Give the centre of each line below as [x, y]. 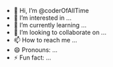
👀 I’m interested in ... [42, 18]
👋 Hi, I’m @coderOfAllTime [51, 11]
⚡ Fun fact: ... [32, 57]
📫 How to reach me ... [45, 40]
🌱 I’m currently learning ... [50, 25]
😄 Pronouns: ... [36, 50]
